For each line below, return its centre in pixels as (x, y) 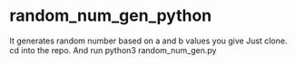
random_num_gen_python (111, 16)
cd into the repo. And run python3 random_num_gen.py (113, 50)
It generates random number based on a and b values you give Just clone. (148, 41)
